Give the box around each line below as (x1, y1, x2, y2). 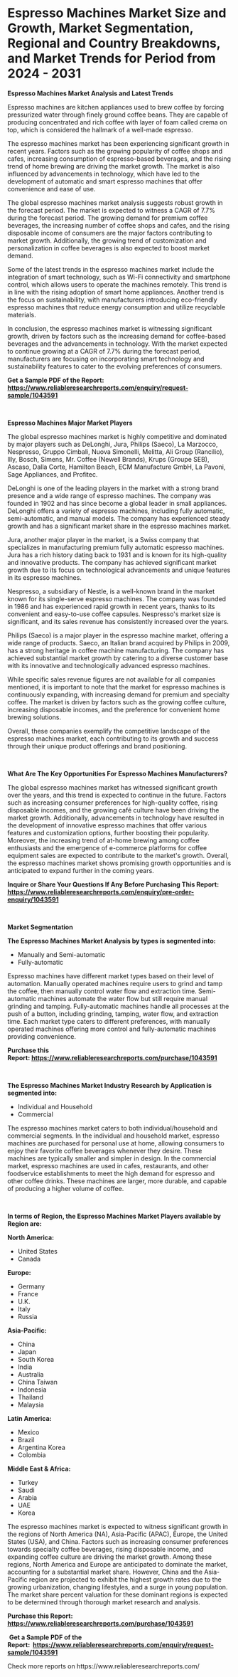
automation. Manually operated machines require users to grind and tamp (7, 979, 223, 988)
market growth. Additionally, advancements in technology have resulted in (7, 813, 225, 822)
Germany (17, 1282, 45, 1291)
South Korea (17, 1355, 55, 1363)
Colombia (17, 1450, 46, 1459)
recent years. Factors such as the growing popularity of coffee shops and (7, 147, 222, 155)
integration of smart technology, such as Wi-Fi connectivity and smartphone (7, 273, 231, 281)
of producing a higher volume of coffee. (7, 1184, 124, 1192)
